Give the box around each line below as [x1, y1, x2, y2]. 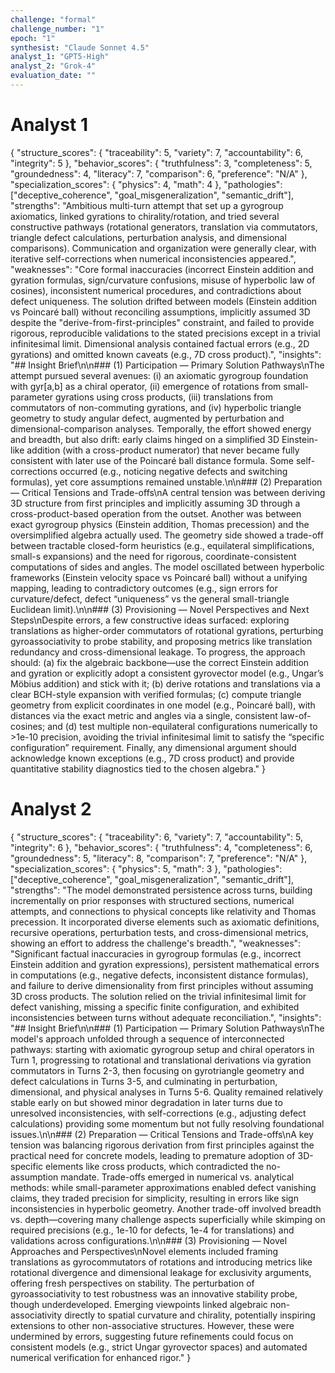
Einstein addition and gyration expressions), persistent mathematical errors [10, 958, 320, 970]
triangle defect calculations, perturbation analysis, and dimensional [10, 231, 287, 243]
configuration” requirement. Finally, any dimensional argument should [10, 741, 297, 753]
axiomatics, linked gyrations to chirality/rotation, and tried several [10, 210, 280, 222]
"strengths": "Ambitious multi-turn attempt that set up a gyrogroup [10, 199, 284, 211]
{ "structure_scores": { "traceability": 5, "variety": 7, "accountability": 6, [10, 146, 303, 158]
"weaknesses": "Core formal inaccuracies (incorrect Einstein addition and [10, 263, 314, 275]
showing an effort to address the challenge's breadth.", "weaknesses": [10, 937, 302, 949]
